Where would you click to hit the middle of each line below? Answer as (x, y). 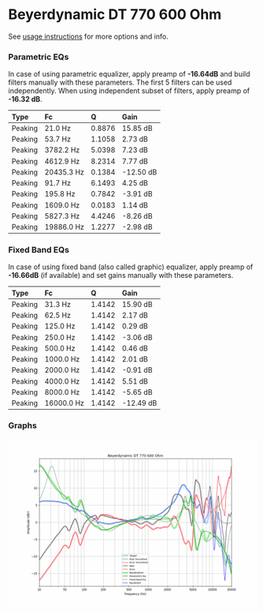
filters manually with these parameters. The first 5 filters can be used (120, 82)
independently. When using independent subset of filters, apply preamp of (129, 91)
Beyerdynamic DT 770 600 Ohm (115, 15)
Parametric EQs (39, 57)
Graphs (22, 425)
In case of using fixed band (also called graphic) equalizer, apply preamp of (131, 267)
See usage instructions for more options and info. (89, 36)
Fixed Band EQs (39, 249)
